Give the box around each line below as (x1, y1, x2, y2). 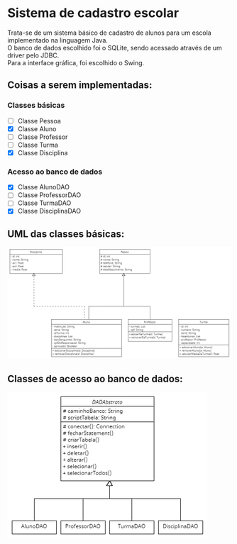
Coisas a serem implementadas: (7, 79, 153, 91)
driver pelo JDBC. (7, 51, 60, 60)
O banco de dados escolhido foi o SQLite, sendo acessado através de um (7, 43, 222, 52)
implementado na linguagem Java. (7, 35, 109, 44)
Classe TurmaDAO (17, 199, 72, 207)
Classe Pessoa (17, 116, 62, 125)
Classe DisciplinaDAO (17, 207, 82, 216)
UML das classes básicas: (7, 228, 125, 240)
